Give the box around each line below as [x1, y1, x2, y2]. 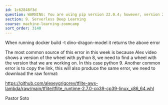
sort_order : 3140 [5, 26, 41, 31]
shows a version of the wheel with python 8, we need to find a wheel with [5, 54, 156, 60]
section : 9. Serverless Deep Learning [5, 16, 86, 21]
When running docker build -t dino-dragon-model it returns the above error [5, 39, 160, 45]
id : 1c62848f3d [5, 7, 37, 12]
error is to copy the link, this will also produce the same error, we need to [5, 65, 156, 71]
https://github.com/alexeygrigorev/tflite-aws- [5, 80, 98, 86]
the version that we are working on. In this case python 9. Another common [5, 60, 160, 66]
